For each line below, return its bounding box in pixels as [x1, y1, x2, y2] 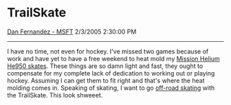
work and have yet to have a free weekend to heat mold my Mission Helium [7, 54, 220, 62]
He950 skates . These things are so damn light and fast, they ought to [7, 62, 203, 70]
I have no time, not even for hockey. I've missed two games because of [7, 47, 209, 56]
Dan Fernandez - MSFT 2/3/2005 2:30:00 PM [7, 27, 137, 36]
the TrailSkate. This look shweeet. [7, 91, 103, 99]
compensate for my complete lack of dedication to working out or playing [7, 69, 215, 77]
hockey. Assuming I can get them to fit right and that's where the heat [7, 76, 205, 84]
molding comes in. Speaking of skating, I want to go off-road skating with [7, 84, 215, 92]
